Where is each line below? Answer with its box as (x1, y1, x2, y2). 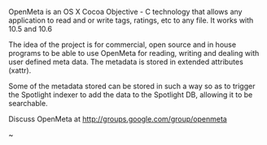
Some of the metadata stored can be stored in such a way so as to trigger (8, 81, 256, 91)
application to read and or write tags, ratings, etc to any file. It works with (8, 15, 254, 25)
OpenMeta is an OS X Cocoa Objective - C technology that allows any (8, 7, 243, 16)
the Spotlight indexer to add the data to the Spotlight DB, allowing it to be (8, 90, 253, 100)
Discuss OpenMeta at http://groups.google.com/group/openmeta (8, 114, 228, 124)
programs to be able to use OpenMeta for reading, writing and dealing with (8, 49, 260, 58)
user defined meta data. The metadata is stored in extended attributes (8, 57, 244, 66)
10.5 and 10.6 (8, 24, 53, 33)
